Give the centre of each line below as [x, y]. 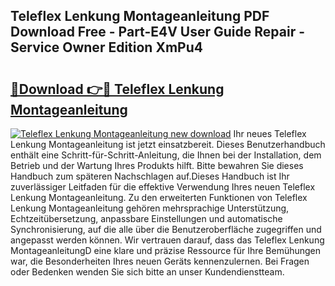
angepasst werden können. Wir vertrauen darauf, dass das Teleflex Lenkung [167, 240]
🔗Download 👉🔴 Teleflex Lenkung [117, 89]
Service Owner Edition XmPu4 [106, 47]
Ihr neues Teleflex [270, 133]
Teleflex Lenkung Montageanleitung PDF [140, 16]
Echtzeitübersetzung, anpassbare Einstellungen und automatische [146, 218]
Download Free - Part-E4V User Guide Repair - [158, 32]
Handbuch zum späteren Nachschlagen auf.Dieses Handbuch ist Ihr [150, 176]
